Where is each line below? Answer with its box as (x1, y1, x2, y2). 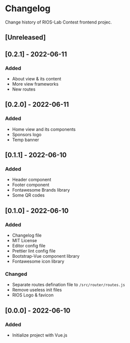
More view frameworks (12, 81, 59, 87)
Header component (12, 177, 52, 183)
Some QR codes (12, 192, 45, 198)
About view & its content (12, 76, 62, 82)
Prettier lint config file (12, 248, 56, 254)
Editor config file (12, 243, 46, 249)
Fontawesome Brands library (12, 187, 70, 193)
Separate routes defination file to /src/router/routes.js (12, 282, 126, 288)
